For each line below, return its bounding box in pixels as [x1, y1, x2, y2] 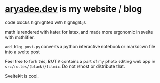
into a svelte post [5, 49, 40, 55]
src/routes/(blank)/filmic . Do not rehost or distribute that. [5, 63, 125, 69]
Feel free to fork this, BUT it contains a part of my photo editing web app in [5, 58, 156, 64]
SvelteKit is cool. [5, 73, 39, 79]
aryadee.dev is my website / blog [5, 3, 142, 15]
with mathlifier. [5, 34, 35, 40]
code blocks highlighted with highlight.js [5, 20, 86, 25]
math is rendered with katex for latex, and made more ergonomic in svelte [5, 29, 153, 35]
